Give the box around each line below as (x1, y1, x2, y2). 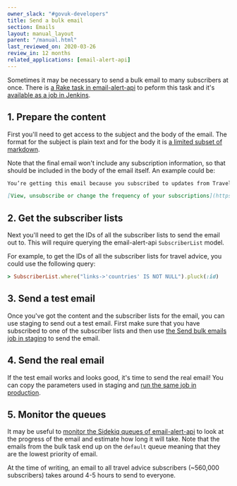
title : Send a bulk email (7, 17, 83, 24)
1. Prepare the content (7, 111, 107, 124)
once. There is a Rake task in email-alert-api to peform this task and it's (7, 83, 215, 92)
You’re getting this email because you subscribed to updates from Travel (7, 179, 232, 187)
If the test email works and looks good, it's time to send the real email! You (7, 373, 224, 381)
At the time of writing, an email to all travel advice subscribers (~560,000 (7, 463, 220, 472)
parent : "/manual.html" (7, 37, 78, 44)
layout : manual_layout (7, 30, 74, 37)
